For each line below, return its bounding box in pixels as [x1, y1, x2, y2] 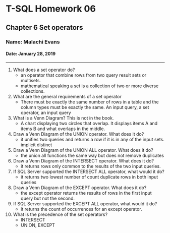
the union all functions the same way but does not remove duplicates [20, 152, 164, 158]
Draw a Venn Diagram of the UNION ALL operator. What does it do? [13, 147, 153, 153]
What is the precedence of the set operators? [13, 211, 108, 217]
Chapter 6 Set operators [6, 23, 83, 32]
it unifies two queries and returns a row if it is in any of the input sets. [20, 136, 164, 142]
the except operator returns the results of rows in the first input [20, 190, 152, 196]
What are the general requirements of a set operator [13, 93, 122, 99]
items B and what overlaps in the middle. [20, 126, 105, 132]
